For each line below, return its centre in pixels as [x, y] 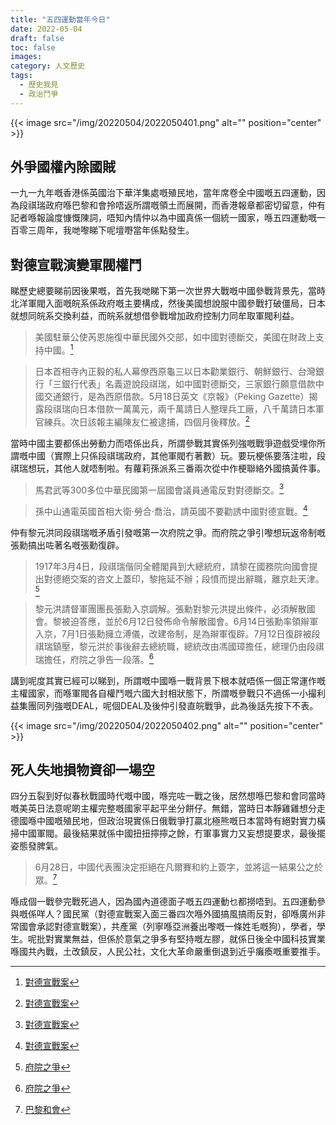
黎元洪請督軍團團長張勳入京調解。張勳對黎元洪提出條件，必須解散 [170, 608]
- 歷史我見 [39, 85]
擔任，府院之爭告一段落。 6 [99, 658]
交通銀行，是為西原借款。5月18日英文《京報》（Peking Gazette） [176, 396]
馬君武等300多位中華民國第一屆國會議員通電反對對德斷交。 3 [159, 489]
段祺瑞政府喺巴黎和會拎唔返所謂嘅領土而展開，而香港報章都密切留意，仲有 [172, 205]
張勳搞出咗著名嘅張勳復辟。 [67, 545]
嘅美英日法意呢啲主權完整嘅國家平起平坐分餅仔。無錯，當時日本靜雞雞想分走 [168, 808]
